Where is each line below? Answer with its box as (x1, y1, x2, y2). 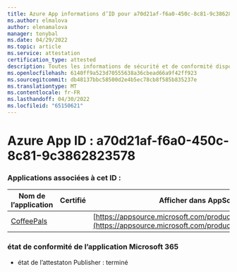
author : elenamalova (7, 23, 68, 30)
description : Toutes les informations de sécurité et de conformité (7, 63, 213, 70)
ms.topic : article (7, 43, 61, 50)
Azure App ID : (7, 133, 94, 149)
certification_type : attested (7, 57, 97, 64)
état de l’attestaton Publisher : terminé (17, 258, 128, 266)
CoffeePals (11, 216, 48, 226)
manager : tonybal (7, 30, 59, 37)
